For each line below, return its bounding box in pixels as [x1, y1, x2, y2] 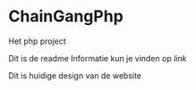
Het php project [8, 36, 66, 46]
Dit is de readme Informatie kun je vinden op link [8, 53, 187, 63]
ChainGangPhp [8, 6, 124, 27]
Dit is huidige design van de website [8, 70, 142, 81]
